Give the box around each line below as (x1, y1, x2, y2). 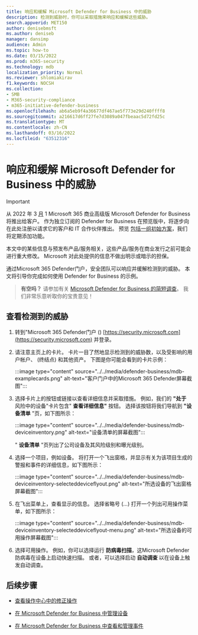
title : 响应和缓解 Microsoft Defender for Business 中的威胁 (6, 8, 152, 15)
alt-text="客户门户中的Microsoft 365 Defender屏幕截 (64, 374, 192, 382)
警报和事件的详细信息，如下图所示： (14, 461, 103, 468)
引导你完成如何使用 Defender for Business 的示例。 (16, 272, 142, 280)
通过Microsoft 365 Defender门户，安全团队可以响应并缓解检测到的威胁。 (6, 265, 184, 272)
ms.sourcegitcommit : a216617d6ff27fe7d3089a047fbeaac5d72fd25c (6, 113, 165, 119)
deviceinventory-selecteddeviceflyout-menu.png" (14, 526, 137, 534)
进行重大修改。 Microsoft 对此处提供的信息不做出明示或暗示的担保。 (6, 252, 173, 259)
